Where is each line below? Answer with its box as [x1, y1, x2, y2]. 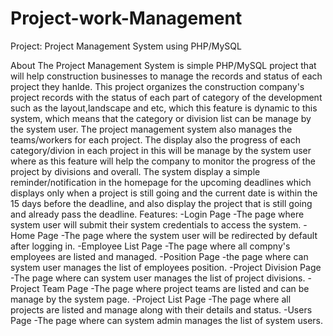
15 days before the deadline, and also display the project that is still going [10, 197, 313, 209]
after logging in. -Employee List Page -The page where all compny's [10, 240, 291, 252]
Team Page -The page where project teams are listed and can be [41, 282, 310, 294]
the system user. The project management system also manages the [10, 123, 293, 135]
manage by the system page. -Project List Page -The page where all [10, 293, 292, 305]
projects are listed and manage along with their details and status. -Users [10, 303, 313, 316]
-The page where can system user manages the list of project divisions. [10, 272, 306, 284]
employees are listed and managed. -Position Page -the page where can [10, 250, 309, 262]
